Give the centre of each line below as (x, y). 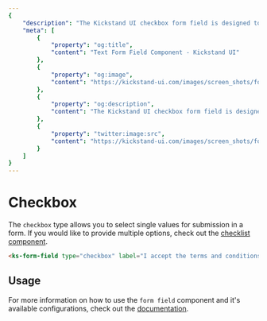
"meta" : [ (39, 30)
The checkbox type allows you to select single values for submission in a (126, 225)
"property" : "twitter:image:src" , (108, 133)
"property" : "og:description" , (103, 104)
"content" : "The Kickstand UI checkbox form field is (141, 112)
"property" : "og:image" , (92, 75)
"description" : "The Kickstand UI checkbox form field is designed (136, 23)
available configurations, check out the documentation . (99, 308)
